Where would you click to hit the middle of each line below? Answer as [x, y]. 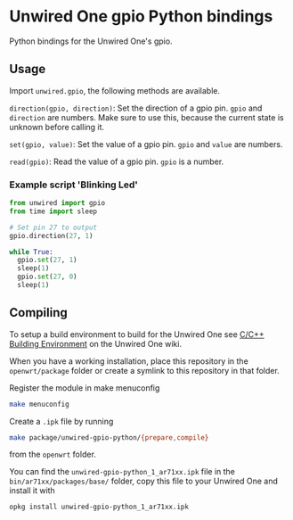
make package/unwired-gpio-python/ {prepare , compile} [109, 437]
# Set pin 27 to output [53, 227]
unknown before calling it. [57, 127]
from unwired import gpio [57, 203]
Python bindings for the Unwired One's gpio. [91, 41]
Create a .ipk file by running [61, 421]
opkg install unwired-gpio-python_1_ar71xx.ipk [99, 507]
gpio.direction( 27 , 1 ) [51, 235]
